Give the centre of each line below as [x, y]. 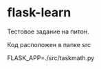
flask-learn [39, 13]
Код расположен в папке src [49, 44]
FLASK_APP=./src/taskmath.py [51, 58]
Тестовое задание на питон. [48, 31]
